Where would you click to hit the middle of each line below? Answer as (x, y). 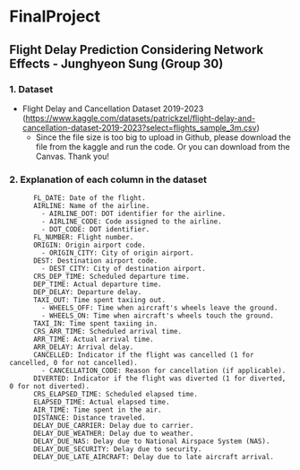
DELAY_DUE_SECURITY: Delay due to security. (117, 449)
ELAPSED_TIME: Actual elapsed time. (101, 402)
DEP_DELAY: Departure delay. (87, 292)
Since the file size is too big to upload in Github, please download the (163, 137)
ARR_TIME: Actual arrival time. (93, 339)
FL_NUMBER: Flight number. (83, 238)
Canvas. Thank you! (73, 156)
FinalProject (55, 17)
